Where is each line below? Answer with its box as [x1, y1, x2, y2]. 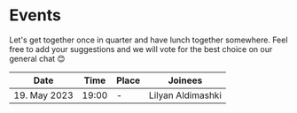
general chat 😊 [9, 53, 66, 64]
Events [9, 5, 62, 26]
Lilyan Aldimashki [149, 89, 222, 102]
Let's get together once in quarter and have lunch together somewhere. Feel [9, 34, 288, 45]
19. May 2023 [13, 89, 74, 102]
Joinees [168, 74, 203, 87]
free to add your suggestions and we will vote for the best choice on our [9, 43, 273, 54]
